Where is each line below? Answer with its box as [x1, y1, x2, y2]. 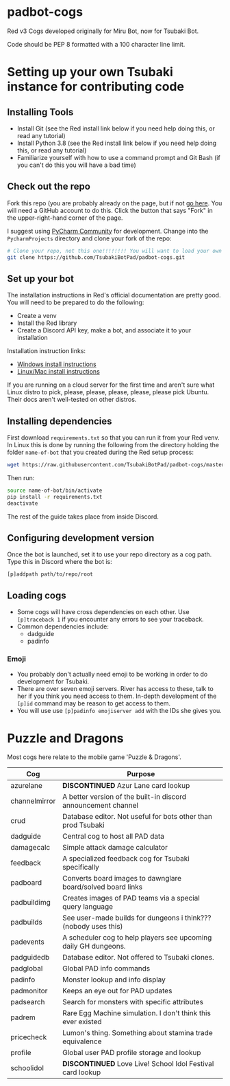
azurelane [10, 781, 43, 791]
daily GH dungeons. [62, 942, 126, 951]
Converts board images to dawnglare [62, 874, 182, 883]
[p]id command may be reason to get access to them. [16, 699, 171, 708]
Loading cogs [7, 589, 66, 601]
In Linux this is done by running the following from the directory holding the [7, 441, 220, 449]
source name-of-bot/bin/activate [7, 487, 103, 494]
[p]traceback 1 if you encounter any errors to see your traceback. [16, 615, 204, 624]
